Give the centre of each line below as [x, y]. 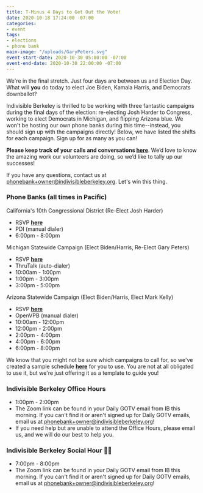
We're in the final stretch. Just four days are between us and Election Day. [99, 81]
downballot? [22, 94]
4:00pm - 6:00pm [37, 341]
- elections [21, 40]
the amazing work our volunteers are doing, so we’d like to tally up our [94, 156]
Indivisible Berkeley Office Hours [56, 388]
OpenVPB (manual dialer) [47, 315]
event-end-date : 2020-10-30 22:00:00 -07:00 [64, 63]
